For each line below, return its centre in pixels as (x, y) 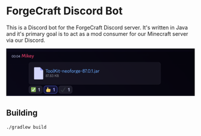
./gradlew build (26, 127)
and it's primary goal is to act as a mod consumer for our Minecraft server (97, 33)
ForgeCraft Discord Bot (64, 11)
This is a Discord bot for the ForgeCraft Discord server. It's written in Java (97, 27)
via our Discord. (26, 40)
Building (22, 112)
